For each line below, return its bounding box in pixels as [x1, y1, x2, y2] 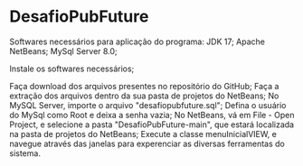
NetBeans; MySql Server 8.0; [9, 45, 118, 56]
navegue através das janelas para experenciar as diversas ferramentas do [9, 138, 285, 149]
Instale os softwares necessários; [9, 63, 135, 74]
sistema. [9, 147, 41, 159]
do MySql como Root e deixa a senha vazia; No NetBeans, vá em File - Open [9, 109, 295, 120]
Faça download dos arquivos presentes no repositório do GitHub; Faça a [9, 80, 279, 91]
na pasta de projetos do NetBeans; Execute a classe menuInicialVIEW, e [9, 128, 278, 139]
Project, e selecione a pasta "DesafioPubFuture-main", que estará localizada [9, 119, 295, 130]
